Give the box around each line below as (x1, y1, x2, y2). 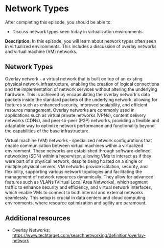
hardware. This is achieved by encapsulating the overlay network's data (5, 91, 150, 97)
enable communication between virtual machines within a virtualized (5, 143, 143, 149)
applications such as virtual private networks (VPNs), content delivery (5, 112, 146, 118)
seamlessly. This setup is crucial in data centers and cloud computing (5, 195, 146, 200)
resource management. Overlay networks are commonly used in (5, 107, 135, 113)
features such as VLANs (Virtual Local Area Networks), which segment (5, 179, 148, 185)
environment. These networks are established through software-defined (5, 148, 151, 153)
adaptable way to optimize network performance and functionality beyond (5, 123, 155, 128)
